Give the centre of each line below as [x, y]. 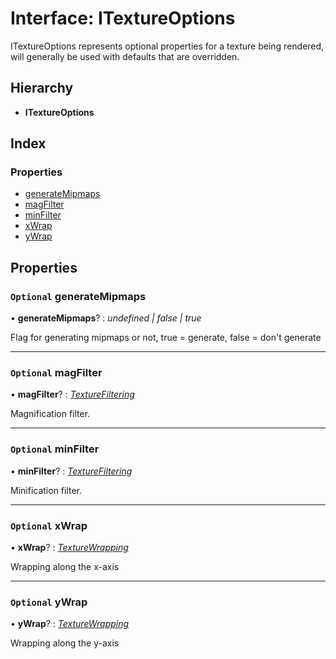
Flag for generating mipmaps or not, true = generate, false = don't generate [166, 338]
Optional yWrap [49, 602]
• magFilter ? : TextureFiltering [72, 394]
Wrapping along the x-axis [65, 567]
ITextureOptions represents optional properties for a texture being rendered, [167, 46]
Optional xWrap [49, 525]
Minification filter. [46, 490]
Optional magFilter [56, 373]
